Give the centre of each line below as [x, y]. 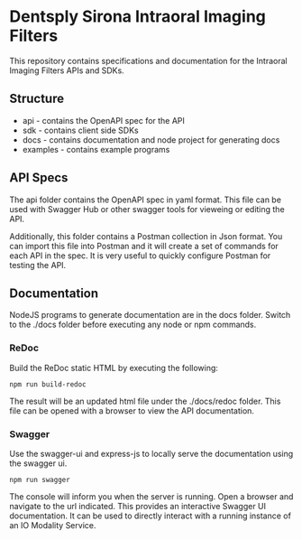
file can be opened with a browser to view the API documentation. [132, 410]
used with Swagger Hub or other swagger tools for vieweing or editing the [147, 209]
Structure [37, 99]
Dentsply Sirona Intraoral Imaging [137, 17]
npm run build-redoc [48, 384]
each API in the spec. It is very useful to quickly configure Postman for [140, 256]
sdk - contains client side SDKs [80, 130]
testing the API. [38, 265]
